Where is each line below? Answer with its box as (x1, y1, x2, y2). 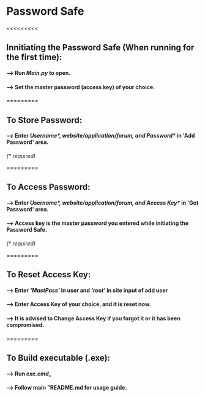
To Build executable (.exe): (6, 353, 110, 363)
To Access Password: (6, 182, 91, 192)
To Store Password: (6, 115, 83, 125)
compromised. (6, 321, 45, 329)
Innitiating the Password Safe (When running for (6, 42, 195, 53)
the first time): (6, 52, 62, 63)
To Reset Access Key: (6, 269, 91, 280)
